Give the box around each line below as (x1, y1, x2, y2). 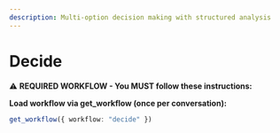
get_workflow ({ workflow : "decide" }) (9, 114, 152, 124)
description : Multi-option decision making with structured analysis (9, 12, 272, 22)
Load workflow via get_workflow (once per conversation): (9, 98, 228, 108)
